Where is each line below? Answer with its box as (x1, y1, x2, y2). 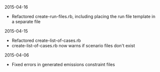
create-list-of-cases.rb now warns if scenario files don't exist (11, 43, 135, 48)
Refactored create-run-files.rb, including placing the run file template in (11, 14, 156, 19)
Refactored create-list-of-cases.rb (11, 37, 81, 43)
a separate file (11, 19, 41, 24)
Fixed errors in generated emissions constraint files (11, 62, 115, 67)
